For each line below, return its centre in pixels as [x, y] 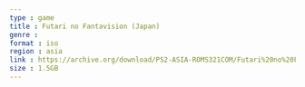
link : [22, 60]
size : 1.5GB [34, 69]
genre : [24, 34]
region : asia [36, 52]
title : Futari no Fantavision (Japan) [85, 26]
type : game [32, 18]
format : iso [34, 43]
